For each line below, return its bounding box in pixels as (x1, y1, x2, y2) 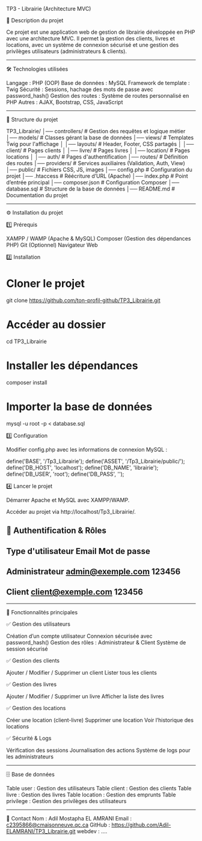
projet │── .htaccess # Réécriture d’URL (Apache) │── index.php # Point (6, 172, 188, 180)
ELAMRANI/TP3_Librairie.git (6, 827, 76, 834)
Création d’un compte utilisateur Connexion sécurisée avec (6, 632, 153, 640)
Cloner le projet (6, 277, 85, 291)
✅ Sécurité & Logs (6, 734, 52, 742)
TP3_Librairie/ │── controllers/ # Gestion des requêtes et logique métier (6, 128, 186, 134)
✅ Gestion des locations (6, 704, 66, 711)
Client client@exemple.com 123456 (6, 587, 143, 597)
